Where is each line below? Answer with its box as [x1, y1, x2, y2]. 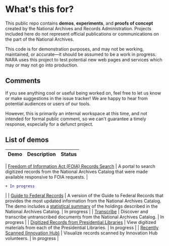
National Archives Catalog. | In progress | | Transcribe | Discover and [5, 209, 148, 215]
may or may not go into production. [5, 62, 79, 68]
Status [60, 150, 77, 157]
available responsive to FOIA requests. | [5, 174, 88, 180]
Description [27, 150, 56, 157]
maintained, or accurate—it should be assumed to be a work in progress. [5, 51, 156, 57]
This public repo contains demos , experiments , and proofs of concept [5, 20, 153, 26]
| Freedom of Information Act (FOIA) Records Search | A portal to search [5, 163, 155, 169]
